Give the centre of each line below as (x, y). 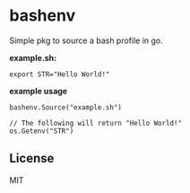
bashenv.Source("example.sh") (66, 107)
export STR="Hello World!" (60, 74)
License (32, 158)
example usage (39, 91)
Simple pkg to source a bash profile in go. (86, 40)
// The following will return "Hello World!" (95, 123)
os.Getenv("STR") (42, 131)
